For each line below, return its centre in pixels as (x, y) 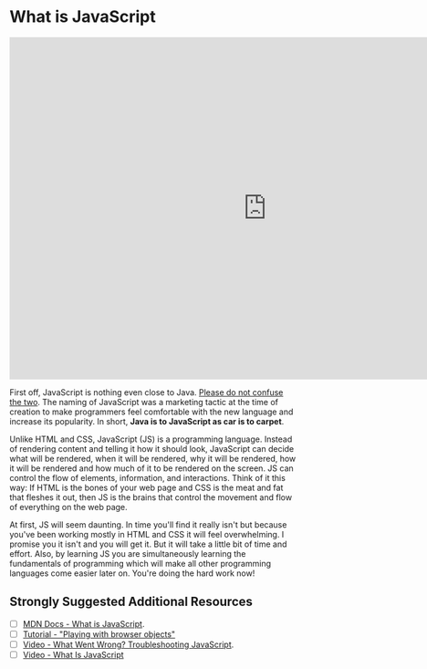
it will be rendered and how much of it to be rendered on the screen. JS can (151, 468)
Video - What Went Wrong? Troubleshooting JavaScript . (128, 644)
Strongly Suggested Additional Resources (131, 602)
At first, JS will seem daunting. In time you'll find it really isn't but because (148, 524)
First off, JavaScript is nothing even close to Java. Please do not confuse (146, 392)
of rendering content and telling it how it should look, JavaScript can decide (152, 448)
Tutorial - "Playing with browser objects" (99, 634)
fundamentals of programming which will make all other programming (141, 563)
